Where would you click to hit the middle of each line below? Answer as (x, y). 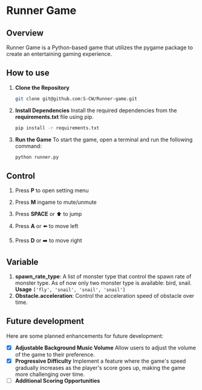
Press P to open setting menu (52, 190)
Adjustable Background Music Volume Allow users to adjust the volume (106, 348)
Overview (25, 33)
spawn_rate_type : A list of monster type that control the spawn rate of (103, 277)
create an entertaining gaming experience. (59, 54)
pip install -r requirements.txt (57, 128)
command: (28, 146)
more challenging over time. (50, 374)
